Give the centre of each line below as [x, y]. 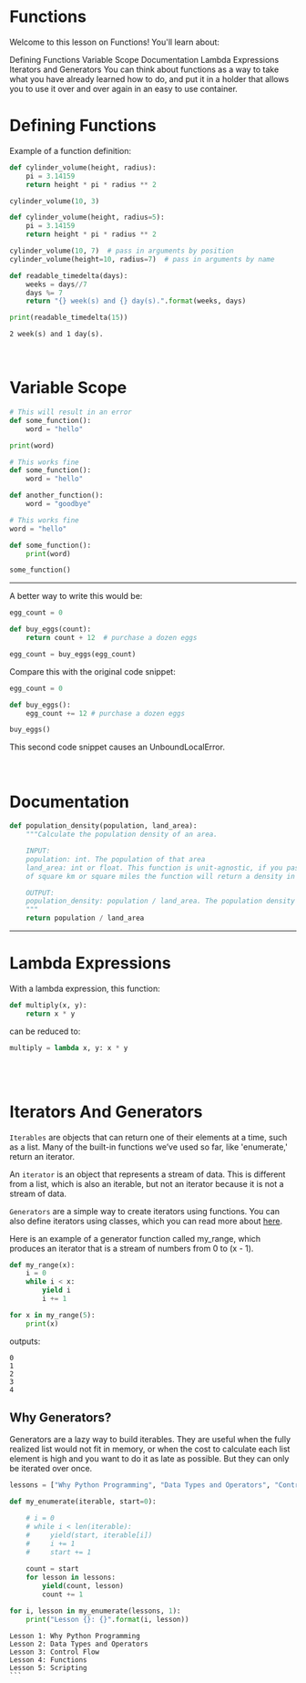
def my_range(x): [42, 1265]
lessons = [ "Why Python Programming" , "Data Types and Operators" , [140, 1485]
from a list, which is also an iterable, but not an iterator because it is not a [147, 1183]
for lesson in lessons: [71, 1578]
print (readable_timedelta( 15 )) [69, 318]
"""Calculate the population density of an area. [122, 835]
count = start [52, 1569]
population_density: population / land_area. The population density [161, 901]
